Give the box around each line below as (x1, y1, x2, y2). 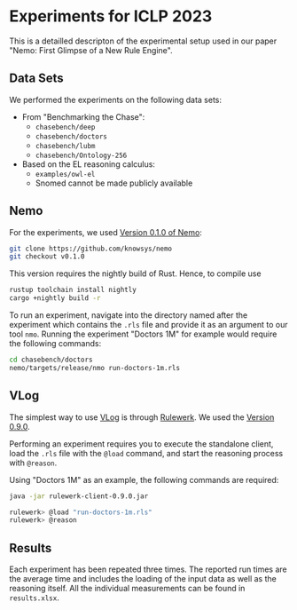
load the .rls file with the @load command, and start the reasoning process (9, 448, 284, 458)
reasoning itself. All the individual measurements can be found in (9, 583, 246, 594)
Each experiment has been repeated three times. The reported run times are (9, 564, 287, 574)
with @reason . (9, 457, 58, 468)
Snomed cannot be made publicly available (35, 178, 193, 188)
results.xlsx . (9, 592, 59, 603)
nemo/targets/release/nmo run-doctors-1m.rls (9, 363, 180, 372)
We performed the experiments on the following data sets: (9, 94, 223, 105)
